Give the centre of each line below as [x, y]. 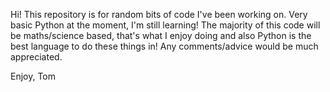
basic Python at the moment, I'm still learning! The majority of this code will [165, 25]
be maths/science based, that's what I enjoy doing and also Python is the [161, 35]
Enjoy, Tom [33, 76]
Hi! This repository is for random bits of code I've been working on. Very [159, 14]
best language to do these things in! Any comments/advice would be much [164, 46]
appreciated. [36, 57]
